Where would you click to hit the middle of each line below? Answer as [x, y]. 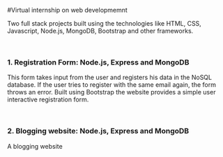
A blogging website [35, 146]
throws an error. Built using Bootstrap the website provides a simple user [111, 92]
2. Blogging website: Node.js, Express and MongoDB [98, 131]
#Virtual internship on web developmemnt [67, 10]
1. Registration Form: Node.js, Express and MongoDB [98, 62]
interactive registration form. [48, 99]
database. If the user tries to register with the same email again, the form [111, 85]
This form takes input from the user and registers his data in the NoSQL [110, 77]
